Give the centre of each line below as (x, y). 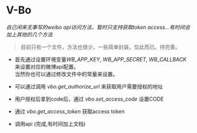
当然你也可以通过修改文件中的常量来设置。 (66, 74)
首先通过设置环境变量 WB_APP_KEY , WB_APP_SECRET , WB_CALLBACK (101, 59)
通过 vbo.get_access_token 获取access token (70, 111)
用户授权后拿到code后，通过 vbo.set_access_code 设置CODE (89, 99)
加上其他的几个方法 (29, 34)
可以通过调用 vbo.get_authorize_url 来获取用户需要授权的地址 (89, 86)
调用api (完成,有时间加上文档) (50, 124)
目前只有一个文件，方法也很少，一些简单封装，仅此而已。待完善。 (100, 47)
